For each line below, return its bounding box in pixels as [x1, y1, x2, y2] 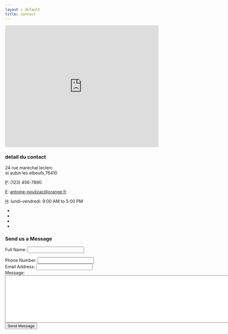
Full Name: [5, 247, 27, 253]
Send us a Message [5, 235, 53, 242]
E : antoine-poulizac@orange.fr [5, 188, 67, 195]
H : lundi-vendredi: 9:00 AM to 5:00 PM [5, 198, 83, 204]
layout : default [5, 7, 40, 12]
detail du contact [5, 154, 46, 161]
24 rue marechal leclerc [5, 165, 53, 170]
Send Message [7, 323, 35, 329]
